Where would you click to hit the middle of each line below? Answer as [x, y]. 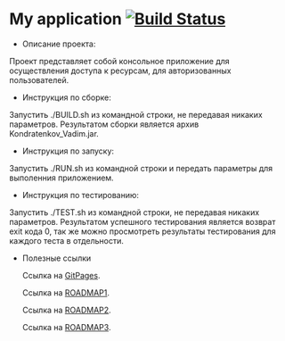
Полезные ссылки [57, 258]
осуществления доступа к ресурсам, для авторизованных [120, 71]
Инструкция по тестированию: [81, 195]
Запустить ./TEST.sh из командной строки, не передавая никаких [134, 212]
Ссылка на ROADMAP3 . [66, 327]
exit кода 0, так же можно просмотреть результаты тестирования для [142, 231]
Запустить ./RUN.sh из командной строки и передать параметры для [141, 168]
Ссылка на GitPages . [61, 275]
